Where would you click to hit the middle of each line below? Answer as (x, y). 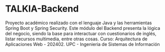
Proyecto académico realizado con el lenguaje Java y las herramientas (79, 23)
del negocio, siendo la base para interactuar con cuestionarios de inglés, (81, 33)
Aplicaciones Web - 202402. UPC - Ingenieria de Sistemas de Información (82, 44)
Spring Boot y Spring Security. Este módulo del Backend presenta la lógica (83, 28)
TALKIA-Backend (42, 9)
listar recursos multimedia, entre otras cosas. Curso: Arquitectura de (76, 39)
